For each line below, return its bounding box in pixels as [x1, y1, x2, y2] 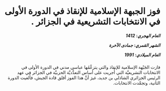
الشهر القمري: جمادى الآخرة [108, 42, 161, 48]
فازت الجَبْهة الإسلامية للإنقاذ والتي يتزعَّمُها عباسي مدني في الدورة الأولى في [21, 64, 161, 70]
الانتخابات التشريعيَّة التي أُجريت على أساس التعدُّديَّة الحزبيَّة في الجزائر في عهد [17, 70, 161, 76]
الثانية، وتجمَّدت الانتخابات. [113, 80, 161, 86]
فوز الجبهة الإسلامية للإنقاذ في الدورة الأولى [4, 5, 161, 17]
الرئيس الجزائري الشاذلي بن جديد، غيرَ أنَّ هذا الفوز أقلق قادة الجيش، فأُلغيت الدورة [7, 75, 161, 81]
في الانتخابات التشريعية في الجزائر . [30, 16, 161, 27]
